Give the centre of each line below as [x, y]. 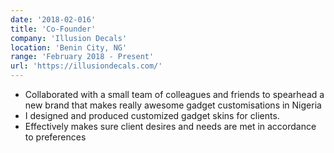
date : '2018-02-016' [53, 19]
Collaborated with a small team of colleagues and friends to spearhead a [174, 94]
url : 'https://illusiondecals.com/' [86, 66]
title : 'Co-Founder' [53, 29]
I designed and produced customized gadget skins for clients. [152, 115]
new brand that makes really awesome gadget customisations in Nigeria [173, 105]
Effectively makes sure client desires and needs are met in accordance [170, 126]
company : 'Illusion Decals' [69, 38]
